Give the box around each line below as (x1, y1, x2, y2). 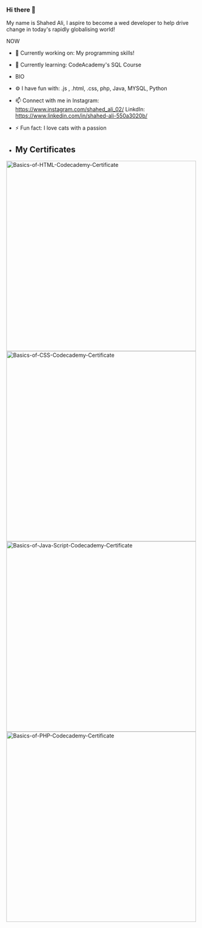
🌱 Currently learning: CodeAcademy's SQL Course (15, 61, 141, 69)
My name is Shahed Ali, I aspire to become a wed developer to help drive (6, 19, 189, 27)
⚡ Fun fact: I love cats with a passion (15, 124, 107, 132)
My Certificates (15, 144, 76, 155)
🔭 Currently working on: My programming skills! (15, 49, 135, 57)
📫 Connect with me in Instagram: (15, 97, 99, 104)
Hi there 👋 (6, 5, 36, 14)
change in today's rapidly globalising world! (6, 26, 115, 33)
